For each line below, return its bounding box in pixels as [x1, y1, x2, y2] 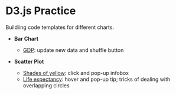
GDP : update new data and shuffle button [22, 46, 124, 54]
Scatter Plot [14, 58, 44, 65]
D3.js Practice [5, 4, 76, 18]
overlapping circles [22, 81, 70, 89]
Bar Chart [14, 35, 39, 42]
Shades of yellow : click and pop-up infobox [22, 69, 129, 76]
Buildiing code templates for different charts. [5, 24, 115, 31]
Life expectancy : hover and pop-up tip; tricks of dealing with [22, 76, 171, 83]
